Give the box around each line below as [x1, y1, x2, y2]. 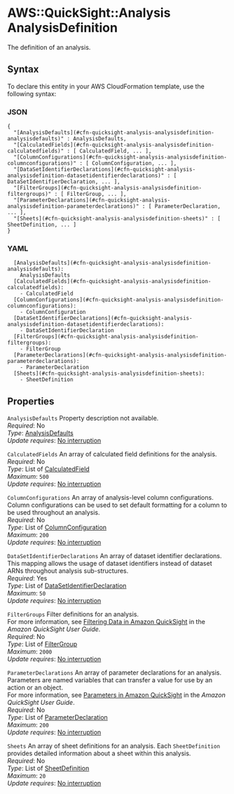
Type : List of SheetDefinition [7, 764, 90, 773]
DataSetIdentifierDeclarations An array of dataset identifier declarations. [7, 552, 222, 560]
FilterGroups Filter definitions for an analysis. [7, 610, 139, 618]
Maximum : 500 [7, 472, 49, 481]
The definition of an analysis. [7, 43, 91, 51]
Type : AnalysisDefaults [7, 429, 74, 437]
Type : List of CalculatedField [7, 465, 90, 473]
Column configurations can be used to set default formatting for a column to [7, 501, 228, 510]
